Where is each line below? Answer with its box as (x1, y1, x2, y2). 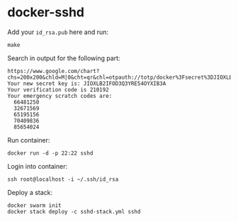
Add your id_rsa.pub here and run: (7, 28, 108, 36)
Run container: (7, 135, 50, 144)
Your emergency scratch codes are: (7, 92, 113, 99)
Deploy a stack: (7, 188, 53, 196)
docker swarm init (7, 201, 62, 209)
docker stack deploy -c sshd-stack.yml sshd (7, 208, 141, 215)
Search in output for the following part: (7, 54, 120, 62)
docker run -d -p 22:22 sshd (7, 150, 93, 157)
